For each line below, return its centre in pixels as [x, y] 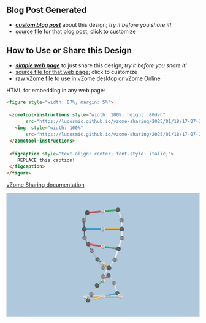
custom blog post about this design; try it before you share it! [93, 24]
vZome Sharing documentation [45, 185]
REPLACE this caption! [46, 160]
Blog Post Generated [47, 10]
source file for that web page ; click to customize [76, 72]
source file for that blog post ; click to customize [75, 31]
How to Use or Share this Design [69, 50]
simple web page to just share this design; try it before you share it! [101, 65]
